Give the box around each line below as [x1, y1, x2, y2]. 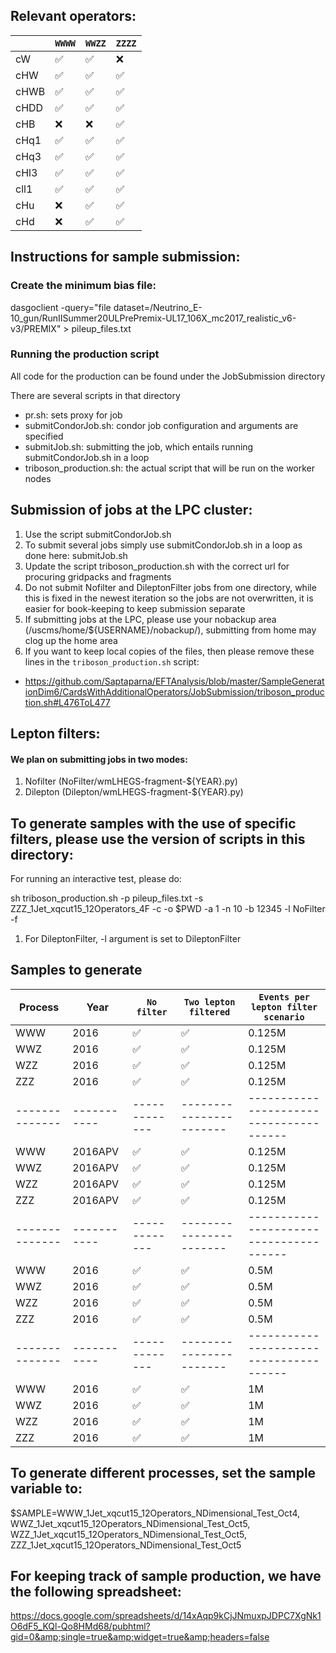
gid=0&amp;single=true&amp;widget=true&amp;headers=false [10, 1631, 270, 1643]
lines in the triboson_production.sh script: [24, 655, 200, 668]
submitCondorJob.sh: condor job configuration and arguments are [24, 419, 299, 431]
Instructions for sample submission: [10, 249, 241, 266]
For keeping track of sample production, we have [10, 1568, 322, 1585]
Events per [258, 991, 310, 1003]
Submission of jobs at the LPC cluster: [10, 502, 253, 519]
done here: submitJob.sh [24, 549, 128, 561]
